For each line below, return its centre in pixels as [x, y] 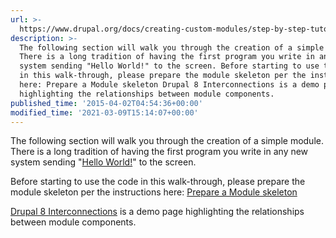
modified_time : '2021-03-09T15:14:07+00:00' [104, 112]
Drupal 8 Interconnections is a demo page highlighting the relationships [157, 212]
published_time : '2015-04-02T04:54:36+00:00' [106, 103]
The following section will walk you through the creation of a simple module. [167, 141]
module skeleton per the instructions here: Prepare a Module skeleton [154, 192]
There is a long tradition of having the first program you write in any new [159, 152]
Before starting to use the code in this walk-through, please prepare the [158, 182]
